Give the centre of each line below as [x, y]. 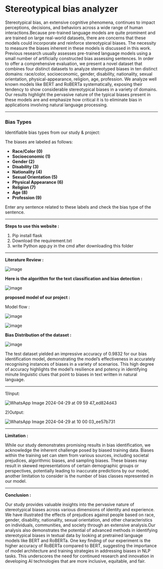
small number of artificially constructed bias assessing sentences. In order [80, 58]
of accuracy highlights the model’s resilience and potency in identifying [76, 369]
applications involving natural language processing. [57, 105]
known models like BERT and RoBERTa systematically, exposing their [74, 84]
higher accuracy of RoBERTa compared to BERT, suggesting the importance [81, 546]
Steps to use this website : [32, 226]
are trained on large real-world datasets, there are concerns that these [75, 38]
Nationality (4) [27, 172]
